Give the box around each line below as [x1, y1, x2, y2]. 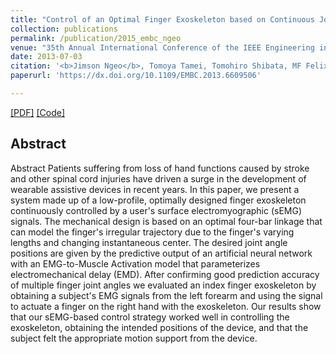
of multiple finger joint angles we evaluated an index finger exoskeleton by [10, 279, 317, 291]
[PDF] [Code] [10, 106, 66, 118]
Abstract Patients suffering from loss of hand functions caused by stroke [10, 162, 310, 174]
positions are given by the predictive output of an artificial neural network [10, 247, 313, 259]
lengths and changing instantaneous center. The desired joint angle [10, 236, 288, 248]
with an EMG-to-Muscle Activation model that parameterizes [10, 257, 261, 270]
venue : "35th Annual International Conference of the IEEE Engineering [10, 42, 315, 53]
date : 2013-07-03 [10, 52, 83, 62]
